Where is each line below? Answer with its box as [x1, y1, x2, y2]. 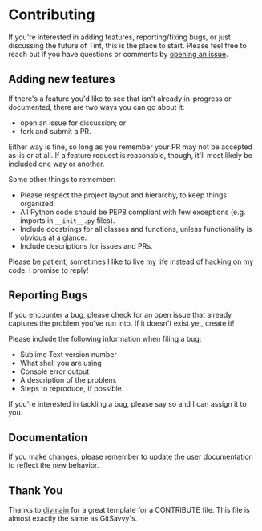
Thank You [8, 484, 63, 497]
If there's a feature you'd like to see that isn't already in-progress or [8, 94, 232, 103]
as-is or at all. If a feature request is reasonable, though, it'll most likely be [8, 150, 252, 160]
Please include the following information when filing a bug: [8, 334, 202, 343]
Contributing [8, 6, 95, 24]
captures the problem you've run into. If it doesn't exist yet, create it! [8, 318, 235, 328]
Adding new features [8, 72, 115, 86]
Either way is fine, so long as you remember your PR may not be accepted [8, 142, 252, 152]
